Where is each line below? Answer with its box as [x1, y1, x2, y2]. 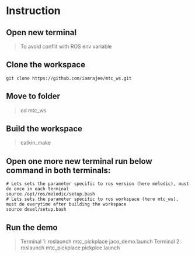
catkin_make [20, 139, 51, 146]
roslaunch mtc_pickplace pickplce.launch [20, 244, 120, 251]
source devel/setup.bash [6, 207, 67, 213]
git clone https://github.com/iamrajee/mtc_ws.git [6, 75, 132, 81]
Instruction [6, 4, 61, 18]
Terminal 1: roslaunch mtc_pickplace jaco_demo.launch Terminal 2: [20, 238, 181, 245]
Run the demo [6, 222, 58, 232]
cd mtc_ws [20, 107, 47, 114]
